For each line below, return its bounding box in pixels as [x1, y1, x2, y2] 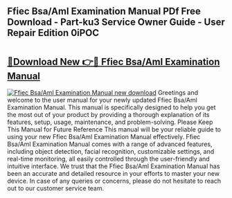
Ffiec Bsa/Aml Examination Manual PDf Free [7, 6, 201, 17]
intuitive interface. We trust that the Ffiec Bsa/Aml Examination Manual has [7, 162, 220, 170]
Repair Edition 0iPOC [7, 27, 100, 39]
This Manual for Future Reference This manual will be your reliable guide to [7, 125, 222, 134]
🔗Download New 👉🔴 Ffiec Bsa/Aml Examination [7, 55, 220, 68]
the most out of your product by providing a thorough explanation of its [7, 111, 210, 118]
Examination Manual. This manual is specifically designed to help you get [7, 103, 216, 111]
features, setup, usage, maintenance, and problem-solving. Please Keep [7, 118, 213, 126]
